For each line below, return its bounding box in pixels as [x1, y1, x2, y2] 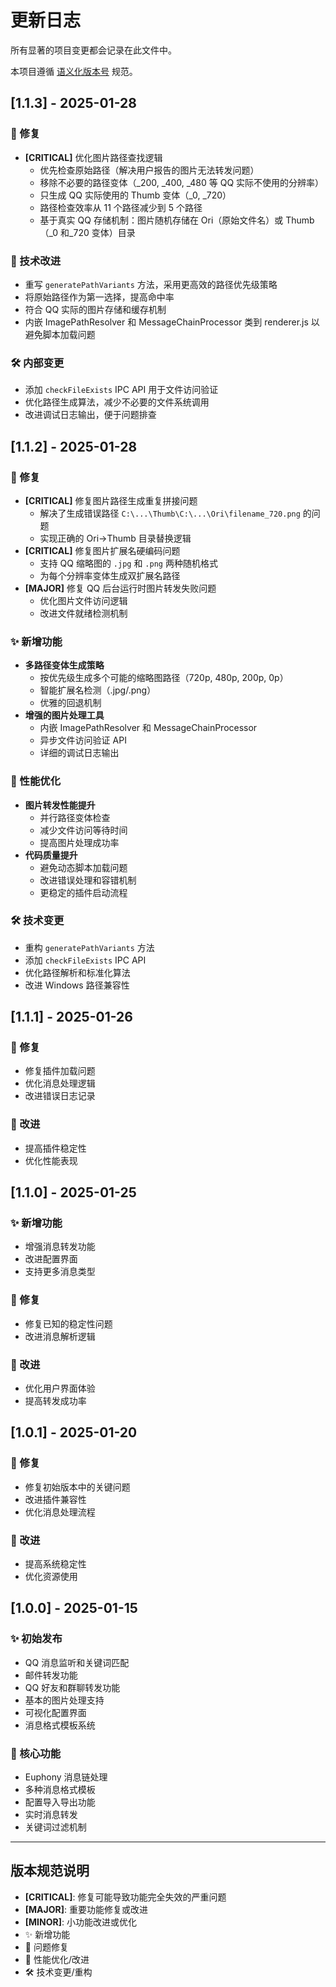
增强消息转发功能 [24, 1241, 96, 1253]
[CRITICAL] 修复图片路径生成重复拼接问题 [24, 494, 198, 506]
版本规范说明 [10, 1862, 90, 1880]
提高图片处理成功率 [39, 836, 120, 848]
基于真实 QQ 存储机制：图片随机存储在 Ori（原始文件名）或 [39, 214, 284, 226]
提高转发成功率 [24, 1395, 87, 1407]
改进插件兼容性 [24, 1493, 87, 1505]
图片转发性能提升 [24, 799, 96, 811]
